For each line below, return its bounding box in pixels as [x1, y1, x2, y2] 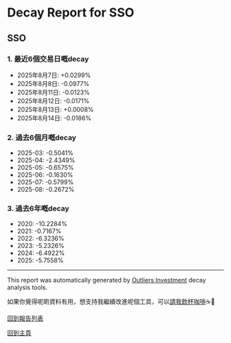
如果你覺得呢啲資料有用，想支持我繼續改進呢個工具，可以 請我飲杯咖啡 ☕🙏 [7, 298, 215, 306]
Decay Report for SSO [7, 5, 135, 21]
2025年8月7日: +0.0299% [16, 71, 91, 79]
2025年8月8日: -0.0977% [16, 79, 90, 87]
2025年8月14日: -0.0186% [16, 113, 91, 122]
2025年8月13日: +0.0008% [16, 105, 94, 113]
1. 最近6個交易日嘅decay [7, 54, 89, 63]
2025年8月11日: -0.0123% [16, 88, 91, 96]
